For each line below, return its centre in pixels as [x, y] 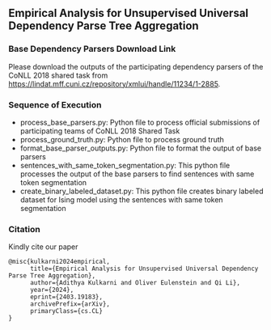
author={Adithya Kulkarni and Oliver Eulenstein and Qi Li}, [135, 283]
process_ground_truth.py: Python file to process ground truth [122, 139]
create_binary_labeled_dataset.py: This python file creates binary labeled [142, 191]
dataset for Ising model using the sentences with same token [122, 199]
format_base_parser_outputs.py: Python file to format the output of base [140, 148]
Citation [24, 229]
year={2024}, [52, 290]
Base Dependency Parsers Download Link [92, 49]
